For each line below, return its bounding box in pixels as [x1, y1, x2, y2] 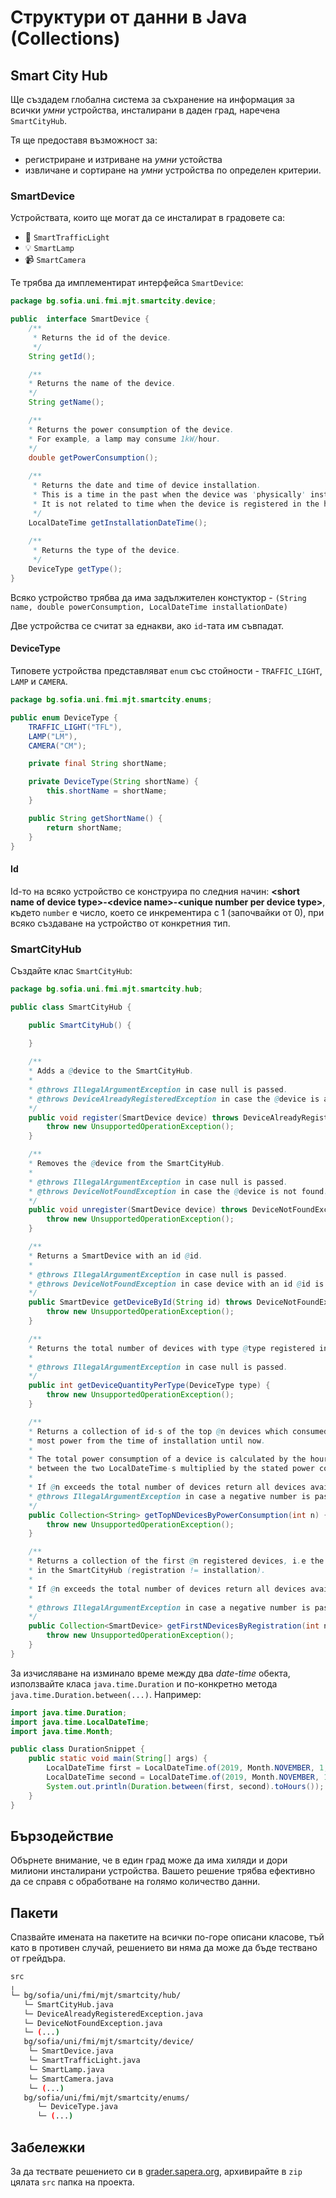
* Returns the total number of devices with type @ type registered [28, 1343, 315, 1353]
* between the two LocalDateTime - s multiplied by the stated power [28, 1464, 315, 1474]
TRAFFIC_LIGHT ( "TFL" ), [28, 722, 123, 732]
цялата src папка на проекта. [10, 2176, 135, 2188]
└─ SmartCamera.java [28, 2074, 114, 2084]
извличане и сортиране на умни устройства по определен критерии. [24, 164, 322, 176]
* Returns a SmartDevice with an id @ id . [28, 1251, 203, 1261]
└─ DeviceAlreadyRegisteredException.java [23, 2009, 203, 2019]
